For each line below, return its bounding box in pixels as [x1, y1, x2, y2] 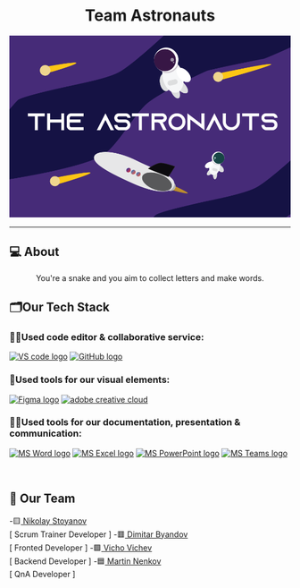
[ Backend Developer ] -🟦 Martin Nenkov [9, 556, 162, 567]
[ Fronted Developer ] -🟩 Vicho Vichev [9, 542, 153, 553]
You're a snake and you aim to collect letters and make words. [35, 272, 265, 283]
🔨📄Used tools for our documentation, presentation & [9, 416, 241, 429]
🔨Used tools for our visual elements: [9, 373, 171, 386]
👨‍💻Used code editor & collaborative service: [9, 330, 204, 343]
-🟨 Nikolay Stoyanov [9, 516, 87, 526]
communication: [9, 427, 82, 439]
